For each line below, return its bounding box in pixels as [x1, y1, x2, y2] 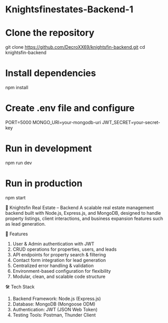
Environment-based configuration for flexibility [12, 268, 111, 274]
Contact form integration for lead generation [12, 257, 106, 263]
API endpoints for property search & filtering [12, 251, 106, 257]
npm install [5, 85, 29, 91]
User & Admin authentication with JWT [12, 240, 94, 247]
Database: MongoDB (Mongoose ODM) [12, 301, 95, 307]
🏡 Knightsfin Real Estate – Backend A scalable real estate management [5, 204, 154, 211]
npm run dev [5, 159, 32, 166]
